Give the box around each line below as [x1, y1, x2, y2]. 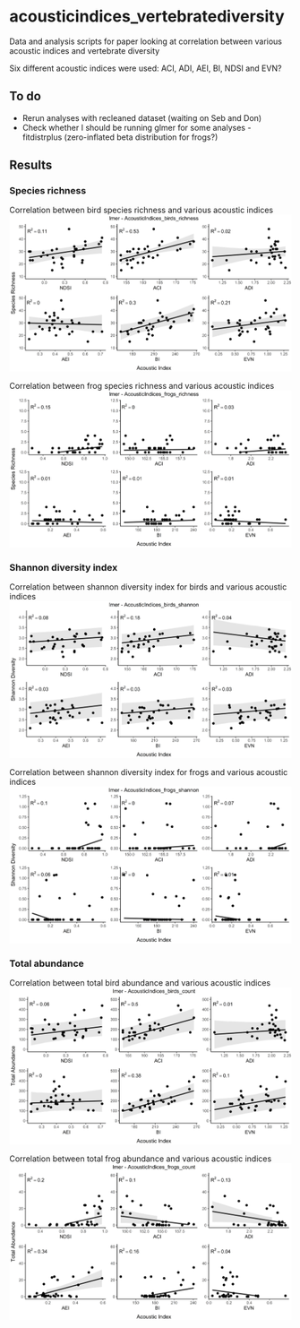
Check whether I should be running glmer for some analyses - [21, 122, 252, 133]
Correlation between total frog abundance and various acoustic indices [9, 1153, 272, 1164]
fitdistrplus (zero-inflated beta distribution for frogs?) [21, 132, 219, 142]
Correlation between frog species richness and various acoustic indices [9, 381, 275, 392]
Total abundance [9, 957, 85, 970]
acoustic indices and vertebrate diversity [9, 45, 160, 56]
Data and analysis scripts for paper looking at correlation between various [9, 36, 283, 47]
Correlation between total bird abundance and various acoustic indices [9, 978, 271, 988]
